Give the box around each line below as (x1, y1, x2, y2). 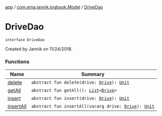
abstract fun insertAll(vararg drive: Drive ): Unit (31, 104, 155, 109)
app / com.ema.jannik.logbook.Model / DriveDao (5, 4, 103, 10)
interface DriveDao (5, 37, 45, 42)
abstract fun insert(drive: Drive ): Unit (31, 95, 130, 101)
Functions (5, 58, 29, 65)
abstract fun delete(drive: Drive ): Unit (31, 80, 130, 85)
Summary (81, 71, 105, 78)
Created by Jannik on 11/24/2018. (5, 46, 73, 52)
